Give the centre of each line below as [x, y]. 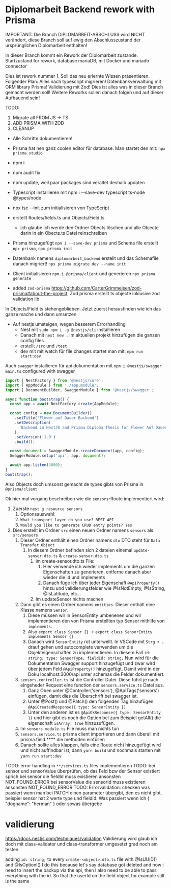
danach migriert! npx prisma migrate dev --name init [69, 263]
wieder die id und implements [74, 577]
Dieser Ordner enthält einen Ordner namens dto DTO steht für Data [90, 540]
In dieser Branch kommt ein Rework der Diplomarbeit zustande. [72, 55]
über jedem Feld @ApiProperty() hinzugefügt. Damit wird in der [94, 669]
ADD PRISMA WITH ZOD [38, 123]
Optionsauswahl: [38, 514]
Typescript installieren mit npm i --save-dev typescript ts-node [79, 192]
